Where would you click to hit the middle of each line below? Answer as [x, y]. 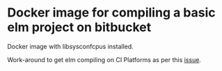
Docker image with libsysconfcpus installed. [70, 46]
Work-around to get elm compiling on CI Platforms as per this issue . [104, 59]
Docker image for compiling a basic [111, 13]
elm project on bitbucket [79, 27]
